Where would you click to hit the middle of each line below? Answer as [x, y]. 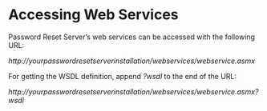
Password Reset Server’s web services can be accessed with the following [131, 37]
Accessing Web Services [93, 15]
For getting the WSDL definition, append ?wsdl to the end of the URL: [123, 76]
